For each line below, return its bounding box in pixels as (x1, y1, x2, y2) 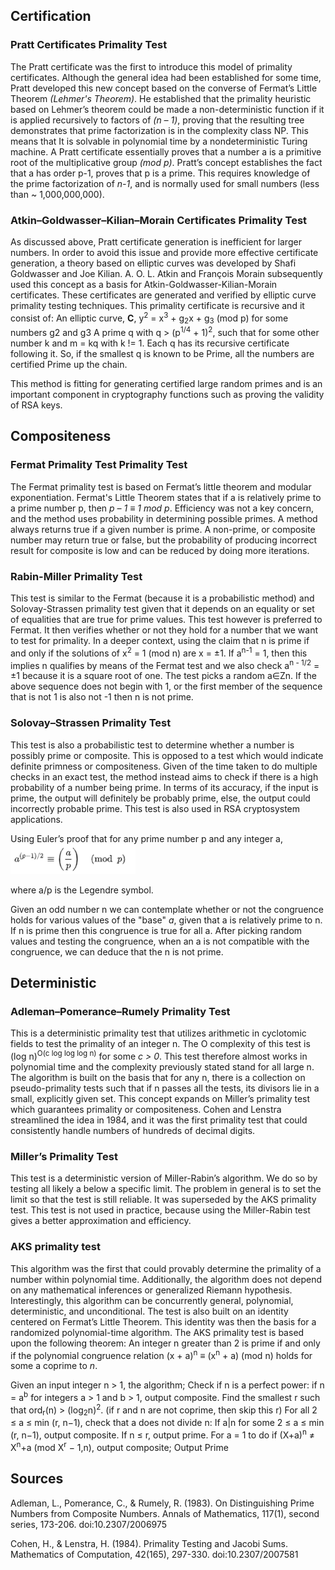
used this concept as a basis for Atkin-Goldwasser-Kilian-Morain (10, 278, 278, 290)
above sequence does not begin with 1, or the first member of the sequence (10, 680, 323, 693)
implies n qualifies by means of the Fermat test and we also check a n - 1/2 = (10, 657, 320, 671)
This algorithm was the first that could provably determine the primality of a (10, 1262, 322, 1274)
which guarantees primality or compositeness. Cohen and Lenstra (10, 1104, 282, 1116)
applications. (10, 813, 63, 825)
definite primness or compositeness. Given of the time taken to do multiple (10, 760, 318, 772)
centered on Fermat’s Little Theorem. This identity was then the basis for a (10, 1315, 317, 1328)
